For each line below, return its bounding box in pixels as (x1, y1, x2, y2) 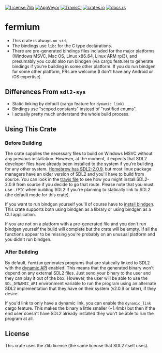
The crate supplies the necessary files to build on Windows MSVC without (5, 151, 153, 156)
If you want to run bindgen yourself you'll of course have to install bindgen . (5, 202, 155, 207)
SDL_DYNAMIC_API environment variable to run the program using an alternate (5, 280, 156, 286)
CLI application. (5, 212, 36, 218)
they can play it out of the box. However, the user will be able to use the (5, 275, 148, 281)
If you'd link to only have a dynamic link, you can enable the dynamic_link (5, 300, 151, 306)
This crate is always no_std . (12, 37, 67, 43)
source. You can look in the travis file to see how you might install (5, 176, 135, 182)
